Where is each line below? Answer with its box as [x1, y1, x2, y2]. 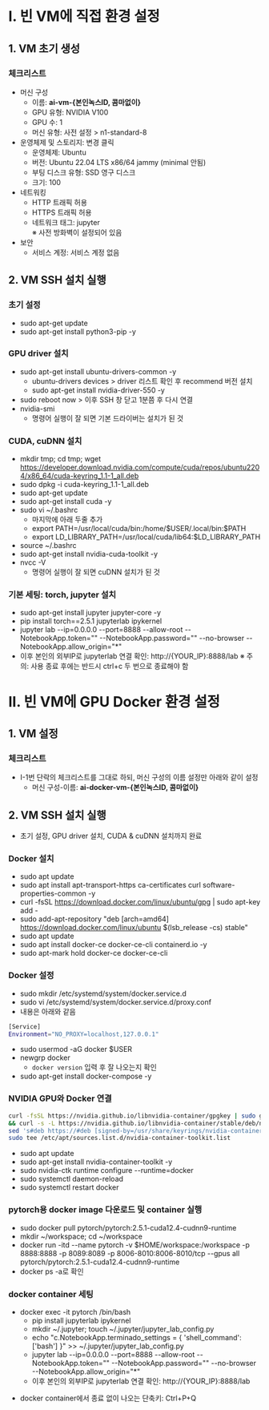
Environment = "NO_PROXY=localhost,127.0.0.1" [8, 1030, 159, 1038]
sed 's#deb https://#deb [8, 1126, 91, 1134]
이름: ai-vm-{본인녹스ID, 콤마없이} [31, 97, 142, 107]
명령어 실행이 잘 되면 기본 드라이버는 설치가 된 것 [31, 413, 184, 423]
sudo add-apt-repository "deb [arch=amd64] [19, 914, 170, 924]
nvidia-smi [19, 404, 55, 413]
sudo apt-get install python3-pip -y [19, 326, 136, 336]
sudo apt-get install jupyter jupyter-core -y [19, 608, 162, 618]
